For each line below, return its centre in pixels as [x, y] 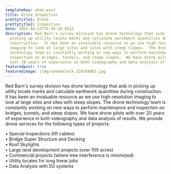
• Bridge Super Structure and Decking [45, 139]
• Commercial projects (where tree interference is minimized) [69, 155]
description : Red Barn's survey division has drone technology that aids [85, 34]
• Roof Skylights [22, 144]
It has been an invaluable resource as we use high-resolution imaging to [81, 97]
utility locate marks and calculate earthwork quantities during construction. [84, 91]
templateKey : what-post [31, 10]
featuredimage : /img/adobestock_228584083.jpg [55, 72]
